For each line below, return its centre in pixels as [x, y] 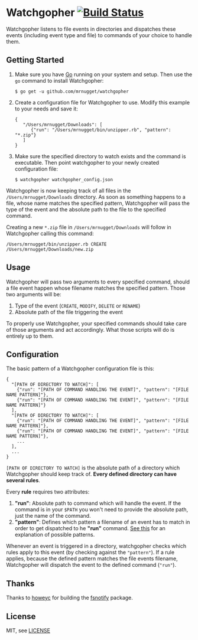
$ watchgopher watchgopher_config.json [64, 179]
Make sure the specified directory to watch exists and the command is [100, 156]
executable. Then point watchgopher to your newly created [87, 162]
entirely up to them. [30, 336]
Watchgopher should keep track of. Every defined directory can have [92, 474]
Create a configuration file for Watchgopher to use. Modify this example [102, 102]
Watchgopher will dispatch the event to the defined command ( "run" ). [91, 565]
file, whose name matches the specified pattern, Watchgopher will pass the [98, 203]
